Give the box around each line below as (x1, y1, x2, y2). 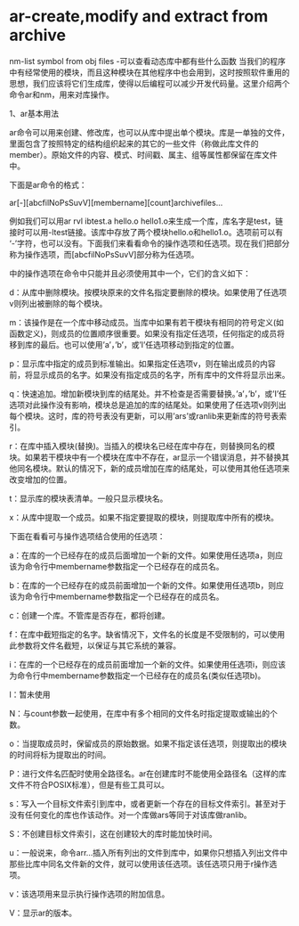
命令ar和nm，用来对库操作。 (9, 89, 114, 100)
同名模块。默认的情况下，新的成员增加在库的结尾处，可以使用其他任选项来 (16, 463, 290, 473)
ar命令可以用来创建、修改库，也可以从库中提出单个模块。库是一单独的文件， (9, 127, 290, 137)
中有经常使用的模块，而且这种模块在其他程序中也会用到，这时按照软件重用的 (9, 67, 290, 78)
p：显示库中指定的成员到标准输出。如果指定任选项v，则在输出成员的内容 (9, 358, 276, 369)
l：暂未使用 (9, 689, 51, 700)
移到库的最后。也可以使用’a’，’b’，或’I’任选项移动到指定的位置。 (9, 339, 239, 349)
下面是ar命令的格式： (9, 179, 87, 190)
